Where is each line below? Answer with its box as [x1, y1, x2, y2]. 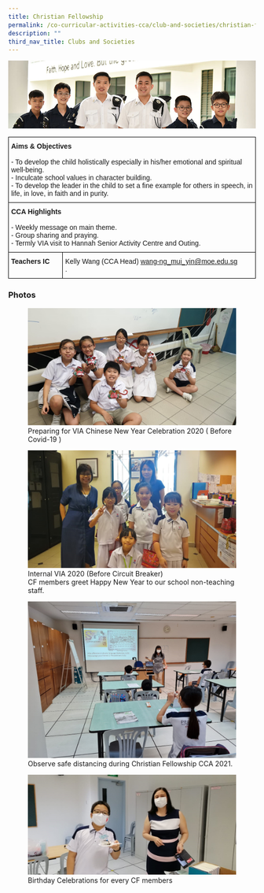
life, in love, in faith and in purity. [11, 189, 109, 198]
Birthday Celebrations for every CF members [27, 876, 173, 885]
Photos [8, 290, 36, 301]
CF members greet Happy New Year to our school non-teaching [27, 577, 235, 587]
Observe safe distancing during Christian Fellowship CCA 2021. [27, 759, 233, 769]
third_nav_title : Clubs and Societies [8, 38, 135, 46]
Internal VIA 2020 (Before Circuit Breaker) [27, 569, 163, 579]
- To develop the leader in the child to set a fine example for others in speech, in [11, 181, 253, 191]
